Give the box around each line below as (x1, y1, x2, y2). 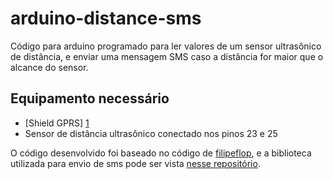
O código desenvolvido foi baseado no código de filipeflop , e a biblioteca (10, 147, 312, 159)
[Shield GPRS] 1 (24, 117, 90, 129)
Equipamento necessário (10, 90, 170, 107)
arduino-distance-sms (10, 7, 202, 30)
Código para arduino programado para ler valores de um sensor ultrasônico (10, 40, 322, 52)
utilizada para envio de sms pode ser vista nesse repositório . (10, 157, 261, 169)
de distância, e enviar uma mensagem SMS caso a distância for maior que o (10, 50, 324, 62)
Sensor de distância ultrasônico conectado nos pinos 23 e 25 (24, 127, 278, 139)
